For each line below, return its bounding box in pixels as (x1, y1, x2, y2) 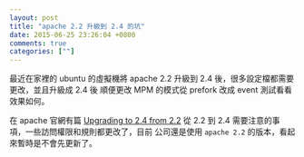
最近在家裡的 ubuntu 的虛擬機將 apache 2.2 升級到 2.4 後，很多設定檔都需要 (9, 74, 295, 84)
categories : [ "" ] (9, 47, 75, 56)
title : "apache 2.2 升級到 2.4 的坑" (9, 22, 145, 31)
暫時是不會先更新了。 (16, 138, 97, 149)
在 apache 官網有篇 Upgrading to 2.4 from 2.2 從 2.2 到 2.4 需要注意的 (9, 115, 272, 126)
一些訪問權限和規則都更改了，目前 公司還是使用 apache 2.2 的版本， (25, 126, 279, 137)
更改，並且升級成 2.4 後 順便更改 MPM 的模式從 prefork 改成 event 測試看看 (9, 84, 292, 95)
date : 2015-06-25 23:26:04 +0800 (9, 30, 136, 39)
